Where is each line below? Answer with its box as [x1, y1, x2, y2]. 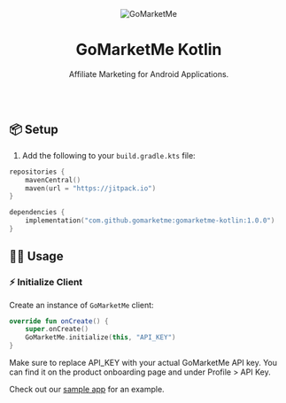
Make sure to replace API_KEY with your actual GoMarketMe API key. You [9, 358, 277, 368]
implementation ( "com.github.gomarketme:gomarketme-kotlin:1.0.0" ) [25, 216, 275, 225]
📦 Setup [9, 122, 59, 137]
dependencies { [9, 208, 66, 217]
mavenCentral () [25, 175, 81, 184]
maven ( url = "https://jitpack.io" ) [25, 183, 157, 193]
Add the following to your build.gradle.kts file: [21, 150, 197, 160]
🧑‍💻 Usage [9, 249, 64, 264]
